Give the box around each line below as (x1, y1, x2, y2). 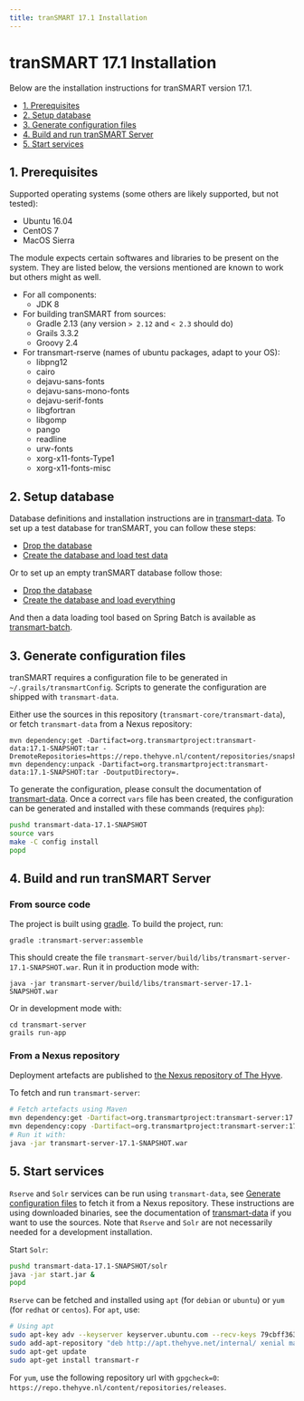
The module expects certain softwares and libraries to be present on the (9, 253, 279, 264)
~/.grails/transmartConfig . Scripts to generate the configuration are (9, 681, 267, 692)
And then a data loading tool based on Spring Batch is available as (9, 613, 256, 623)
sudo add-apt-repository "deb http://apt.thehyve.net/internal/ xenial (9, 1338, 285, 1348)
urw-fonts (35, 443, 74, 454)
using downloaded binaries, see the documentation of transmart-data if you (9, 1207, 292, 1218)
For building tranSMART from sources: (22, 309, 166, 320)
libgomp (35, 414, 67, 426)
